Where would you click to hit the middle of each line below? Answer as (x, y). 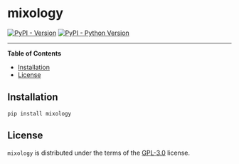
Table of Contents (34, 53)
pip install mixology (39, 113)
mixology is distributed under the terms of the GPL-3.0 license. (99, 153)
